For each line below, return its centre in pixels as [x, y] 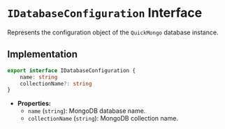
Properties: [34, 104]
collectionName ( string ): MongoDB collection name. [103, 118]
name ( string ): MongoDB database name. [87, 111]
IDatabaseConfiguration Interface [105, 13]
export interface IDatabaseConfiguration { [72, 70]
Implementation [43, 54]
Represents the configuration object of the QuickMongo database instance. [113, 32]
